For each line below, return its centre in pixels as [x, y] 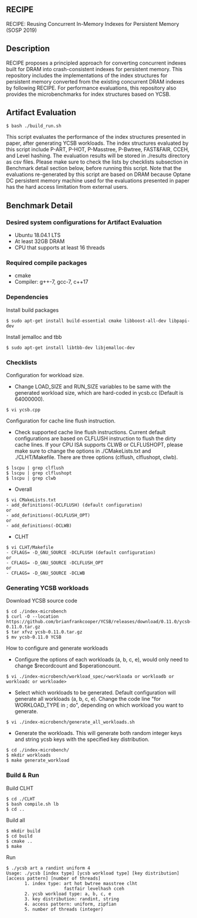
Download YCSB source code [42, 601]
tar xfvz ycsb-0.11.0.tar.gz [47, 632]
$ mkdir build [23, 831]
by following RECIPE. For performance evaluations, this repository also [91, 88]
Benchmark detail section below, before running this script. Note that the [94, 168]
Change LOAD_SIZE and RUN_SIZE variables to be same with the [93, 387]
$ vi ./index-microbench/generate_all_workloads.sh [70, 722]
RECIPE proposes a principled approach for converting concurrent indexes [96, 63]
